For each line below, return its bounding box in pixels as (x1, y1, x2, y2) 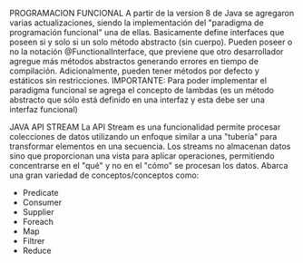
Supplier (22, 207, 54, 217)
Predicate (22, 188, 59, 198)
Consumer (22, 197, 63, 208)
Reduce (22, 245, 52, 256)
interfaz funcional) (9, 104, 79, 114)
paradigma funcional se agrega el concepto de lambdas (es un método (9, 85, 275, 95)
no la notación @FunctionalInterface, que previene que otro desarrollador (9, 46, 284, 57)
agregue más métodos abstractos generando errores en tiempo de (9, 56, 259, 66)
